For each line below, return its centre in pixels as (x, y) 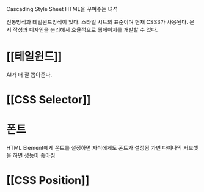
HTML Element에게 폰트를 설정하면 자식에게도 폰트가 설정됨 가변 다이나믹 (94, 148)
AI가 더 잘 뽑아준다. (29, 75)
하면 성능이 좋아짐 (34, 155)
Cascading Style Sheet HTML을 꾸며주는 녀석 (62, 9)
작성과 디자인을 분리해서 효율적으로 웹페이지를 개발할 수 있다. (85, 30)
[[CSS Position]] (48, 181)
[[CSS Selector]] (49, 100)
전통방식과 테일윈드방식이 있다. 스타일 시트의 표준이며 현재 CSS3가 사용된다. (97, 22)
